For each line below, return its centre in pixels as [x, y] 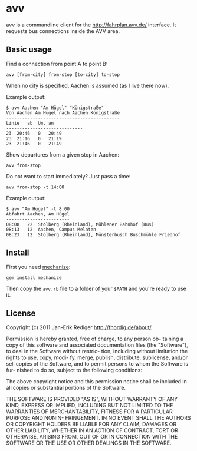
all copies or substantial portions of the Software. [66, 388]
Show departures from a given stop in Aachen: [63, 154]
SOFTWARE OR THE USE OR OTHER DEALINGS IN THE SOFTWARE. [89, 443]
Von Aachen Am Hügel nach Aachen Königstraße [63, 113]
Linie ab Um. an [30, 123]
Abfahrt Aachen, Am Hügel [38, 214]
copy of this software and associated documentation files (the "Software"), [97, 345]
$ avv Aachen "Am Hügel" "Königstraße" [55, 108]
